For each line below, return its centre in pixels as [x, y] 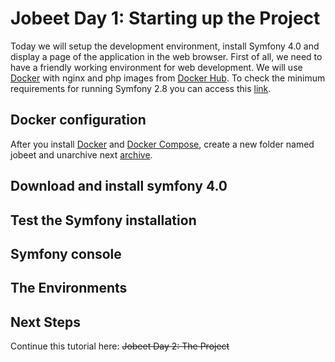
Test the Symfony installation [103, 220]
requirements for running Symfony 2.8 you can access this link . [141, 88]
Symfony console [66, 253]
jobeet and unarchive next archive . [81, 154]
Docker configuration [78, 120]
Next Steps [45, 322]
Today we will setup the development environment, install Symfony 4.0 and [165, 46]
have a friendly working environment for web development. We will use [156, 67]
